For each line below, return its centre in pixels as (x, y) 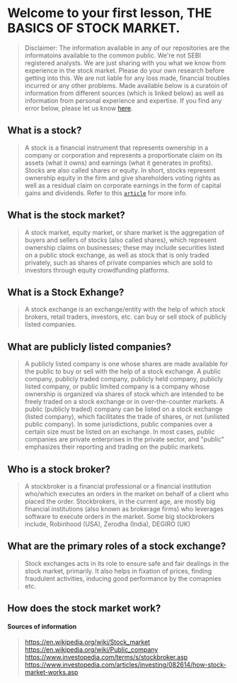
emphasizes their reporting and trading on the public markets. (115, 447)
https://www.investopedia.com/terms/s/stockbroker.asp (106, 657)
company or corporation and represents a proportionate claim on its (123, 155)
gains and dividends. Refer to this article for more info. (106, 192)
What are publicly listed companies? (89, 347)
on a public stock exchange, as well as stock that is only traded (117, 255)
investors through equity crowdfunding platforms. (97, 270)
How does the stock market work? (84, 608)
